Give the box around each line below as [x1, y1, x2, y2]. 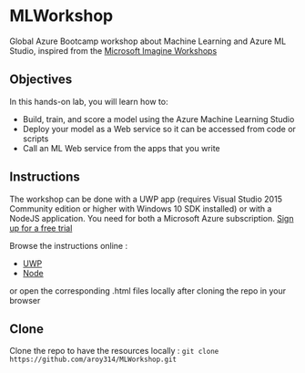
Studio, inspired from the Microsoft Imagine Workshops [9, 45, 218, 56]
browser [9, 295, 41, 306]
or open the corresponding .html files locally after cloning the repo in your [9, 285, 287, 296]
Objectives [9, 72, 73, 88]
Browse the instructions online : [9, 240, 128, 251]
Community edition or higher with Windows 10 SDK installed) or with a [9, 202, 272, 214]
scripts [22, 133, 49, 144]
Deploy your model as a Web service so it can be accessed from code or [22, 123, 296, 134]
